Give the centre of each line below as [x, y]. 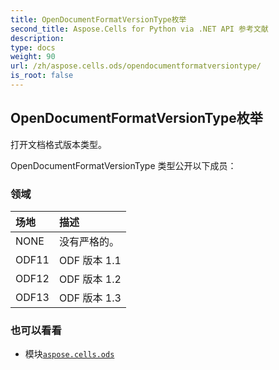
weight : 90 [33, 57]
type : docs [33, 47]
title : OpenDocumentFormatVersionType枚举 [98, 19]
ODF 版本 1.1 [90, 260]
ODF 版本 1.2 [90, 279]
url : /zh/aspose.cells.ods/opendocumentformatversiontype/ [136, 66]
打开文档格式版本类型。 [58, 144]
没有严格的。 [89, 241]
